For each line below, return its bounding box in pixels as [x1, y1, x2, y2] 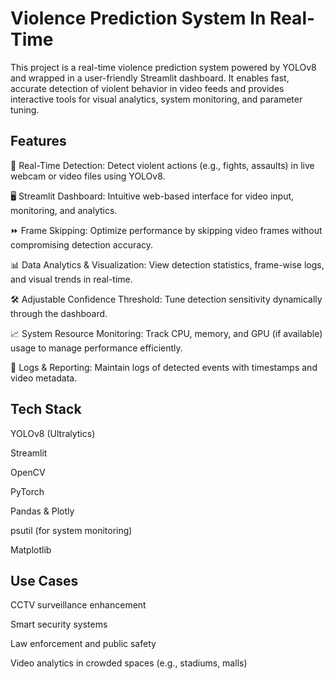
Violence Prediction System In [10, 7, 267, 30]
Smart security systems [10, 618, 108, 631]
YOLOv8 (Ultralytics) [10, 427, 96, 439]
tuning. [10, 103, 40, 116]
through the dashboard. [10, 307, 108, 319]
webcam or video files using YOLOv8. [10, 170, 166, 182]
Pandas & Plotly [10, 505, 75, 517]
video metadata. [10, 372, 78, 384]
